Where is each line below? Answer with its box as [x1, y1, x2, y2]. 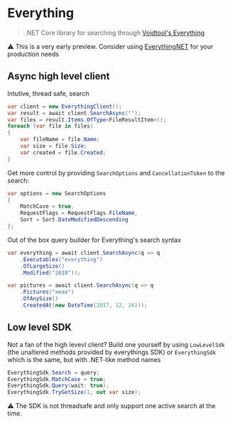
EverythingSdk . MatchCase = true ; [7, 375, 106, 383]
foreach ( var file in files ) [7, 123, 94, 130]
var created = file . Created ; [20, 149, 106, 156]
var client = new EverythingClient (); [7, 103, 122, 110]
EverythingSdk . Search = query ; [7, 369, 100, 376]
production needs [7, 50, 59, 58]
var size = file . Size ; [20, 143, 87, 150]
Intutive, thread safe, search [7, 89, 90, 97]
